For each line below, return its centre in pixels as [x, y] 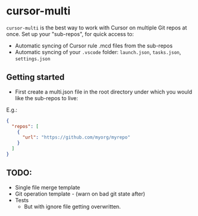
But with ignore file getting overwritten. [73, 206]
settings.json [32, 59]
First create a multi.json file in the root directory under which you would [104, 92]
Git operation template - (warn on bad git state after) [80, 194]
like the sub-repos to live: [46, 98]
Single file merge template [48, 187]
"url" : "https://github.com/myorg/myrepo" [76, 137]
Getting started [36, 77]
